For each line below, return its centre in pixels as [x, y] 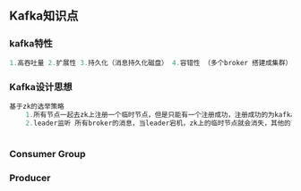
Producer [30, 179]
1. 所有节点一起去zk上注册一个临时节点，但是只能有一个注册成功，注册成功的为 [150, 114]
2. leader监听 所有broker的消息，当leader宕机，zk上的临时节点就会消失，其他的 [158, 123]
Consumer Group [47, 154]
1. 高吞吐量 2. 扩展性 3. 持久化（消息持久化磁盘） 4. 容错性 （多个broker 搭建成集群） [151, 62]
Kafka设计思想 [41, 87]
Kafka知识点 [44, 16]
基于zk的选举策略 [37, 106]
